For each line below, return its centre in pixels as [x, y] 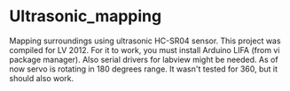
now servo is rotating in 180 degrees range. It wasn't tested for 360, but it [143, 69]
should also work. [42, 78]
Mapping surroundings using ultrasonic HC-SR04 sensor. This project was [145, 41]
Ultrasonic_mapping [86, 16]
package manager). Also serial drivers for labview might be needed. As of [144, 59]
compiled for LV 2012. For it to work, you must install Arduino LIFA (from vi [145, 49]
